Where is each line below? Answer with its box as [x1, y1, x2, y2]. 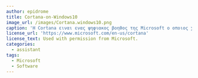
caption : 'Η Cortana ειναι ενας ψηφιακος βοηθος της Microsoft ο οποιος [6, 25, 189, 31]
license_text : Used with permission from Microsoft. [6, 36, 138, 42]
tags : [6, 52, 19, 58]
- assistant [11, 47, 41, 53]
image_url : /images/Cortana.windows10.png [6, 19, 112, 25]
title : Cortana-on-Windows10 [6, 14, 78, 20]
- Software [11, 63, 38, 69]
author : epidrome [6, 8, 49, 15]
